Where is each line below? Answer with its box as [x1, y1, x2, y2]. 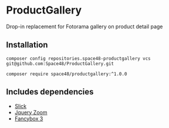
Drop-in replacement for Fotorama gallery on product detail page [6, 23, 163, 30]
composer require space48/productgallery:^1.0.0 [6, 71, 127, 77]
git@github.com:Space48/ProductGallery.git [6, 60, 114, 66]
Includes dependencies [6, 87, 94, 97]
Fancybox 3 [14, 115, 43, 122]
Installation [6, 40, 48, 50]
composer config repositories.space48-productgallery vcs [6, 55, 151, 62]
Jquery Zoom [14, 109, 48, 116]
